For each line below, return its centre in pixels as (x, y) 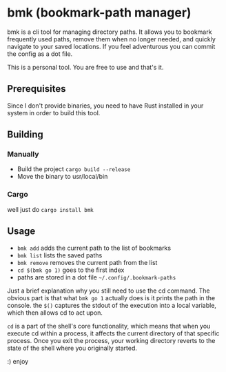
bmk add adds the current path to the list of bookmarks (94, 248)
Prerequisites (37, 89)
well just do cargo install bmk (51, 209)
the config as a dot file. (40, 54)
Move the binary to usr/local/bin (62, 177)
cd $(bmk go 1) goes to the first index (71, 270)
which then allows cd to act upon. (55, 313)
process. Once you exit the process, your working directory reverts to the (111, 340)
